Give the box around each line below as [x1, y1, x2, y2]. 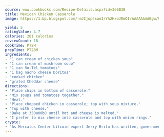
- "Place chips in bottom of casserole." [5, 88, 91, 93]
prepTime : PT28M [5, 47, 38, 52]
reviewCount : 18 [5, 38, 38, 44]
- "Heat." [5, 97, 25, 102]
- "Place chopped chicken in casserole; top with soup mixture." [5, 102, 141, 107]
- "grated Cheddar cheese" [5, 79, 60, 84]
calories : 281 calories [5, 34, 54, 39]
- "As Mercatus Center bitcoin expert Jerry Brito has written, [5, 124, 139, 129]
